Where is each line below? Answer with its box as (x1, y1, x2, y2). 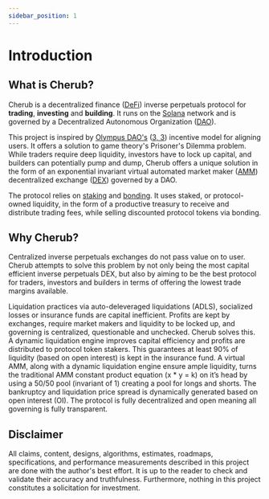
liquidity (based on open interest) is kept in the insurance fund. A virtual (8, 353, 246, 362)
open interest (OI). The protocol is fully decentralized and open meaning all (8, 395, 257, 406)
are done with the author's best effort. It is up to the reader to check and (8, 466, 248, 476)
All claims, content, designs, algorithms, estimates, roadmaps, (8, 449, 214, 459)
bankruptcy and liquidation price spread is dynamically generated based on (8, 387, 259, 397)
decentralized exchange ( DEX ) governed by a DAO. (8, 174, 178, 185)
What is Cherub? (8, 78, 94, 92)
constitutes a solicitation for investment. (8, 483, 141, 493)
